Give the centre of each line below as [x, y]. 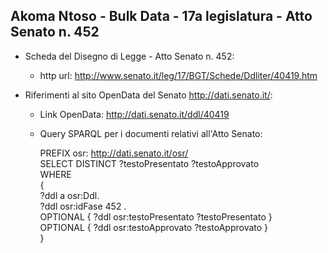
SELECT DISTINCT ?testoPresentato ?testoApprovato [149, 163]
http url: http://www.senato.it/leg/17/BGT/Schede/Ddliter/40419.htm [178, 75]
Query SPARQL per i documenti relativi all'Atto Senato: [151, 133]
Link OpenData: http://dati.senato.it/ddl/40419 [134, 114]
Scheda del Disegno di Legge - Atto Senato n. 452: [129, 56]
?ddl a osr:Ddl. [69, 195]
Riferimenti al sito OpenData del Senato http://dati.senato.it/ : [148, 95]
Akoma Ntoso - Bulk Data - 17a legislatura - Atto [161, 16]
